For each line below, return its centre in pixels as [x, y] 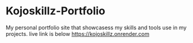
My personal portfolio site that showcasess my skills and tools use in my [96, 27]
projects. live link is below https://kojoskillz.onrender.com [78, 33]
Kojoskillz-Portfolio [56, 11]
